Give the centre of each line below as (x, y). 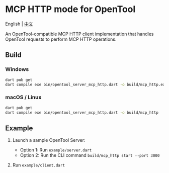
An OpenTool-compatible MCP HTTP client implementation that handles (80, 34)
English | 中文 (19, 24)
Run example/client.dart (39, 165)
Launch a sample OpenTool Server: (49, 140)
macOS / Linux (23, 98)
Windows (17, 69)
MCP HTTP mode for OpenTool (70, 9)
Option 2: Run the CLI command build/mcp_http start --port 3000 (90, 155)
